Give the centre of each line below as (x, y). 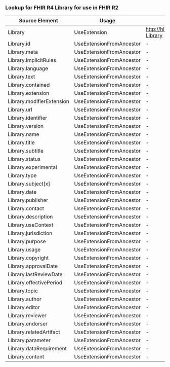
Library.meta (23, 52)
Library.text (22, 77)
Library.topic (23, 291)
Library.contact (26, 208)
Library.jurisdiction (30, 233)
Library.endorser (28, 324)
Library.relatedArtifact (34, 332)
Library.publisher (28, 200)
